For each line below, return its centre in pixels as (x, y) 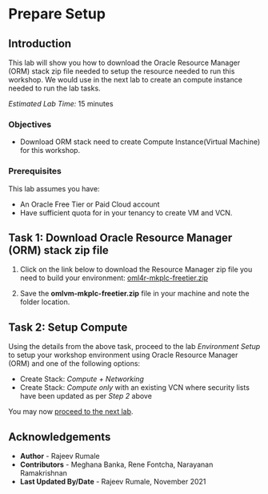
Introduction (40, 44)
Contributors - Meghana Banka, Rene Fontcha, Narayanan (116, 464)
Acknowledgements (60, 437)
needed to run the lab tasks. (55, 88)
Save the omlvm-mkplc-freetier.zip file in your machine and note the (134, 294)
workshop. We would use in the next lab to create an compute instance (125, 80)
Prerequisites (35, 171)
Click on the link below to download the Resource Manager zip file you (136, 270)
